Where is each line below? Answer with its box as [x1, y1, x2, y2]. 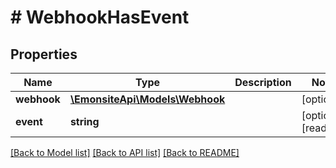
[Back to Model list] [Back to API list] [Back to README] [10, 147, 240, 158]
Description [234, 76, 292, 89]
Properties [10, 46, 78, 63]
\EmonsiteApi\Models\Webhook [69, 92, 226, 106]
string [69, 115, 100, 128]
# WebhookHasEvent [10, 6, 190, 29]
